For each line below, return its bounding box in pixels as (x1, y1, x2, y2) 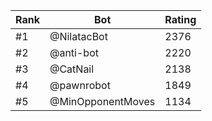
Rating (164, 13, 197, 26)
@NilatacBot (49, 30, 108, 43)
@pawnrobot (49, 79, 111, 92)
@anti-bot (49, 46, 99, 59)
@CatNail (49, 62, 95, 76)
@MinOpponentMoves (49, 95, 156, 108)
